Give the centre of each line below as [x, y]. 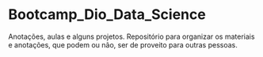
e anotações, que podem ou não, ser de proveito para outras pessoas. [123, 44]
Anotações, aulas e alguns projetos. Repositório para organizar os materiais [131, 36]
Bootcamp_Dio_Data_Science [107, 15]
